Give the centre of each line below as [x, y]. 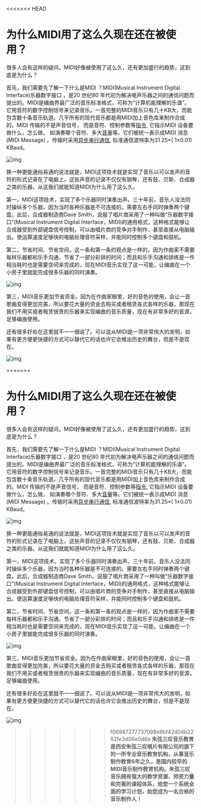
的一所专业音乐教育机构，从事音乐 [152, 753]
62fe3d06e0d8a [130, 739]
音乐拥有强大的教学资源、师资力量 [152, 776]
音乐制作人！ [126, 798]
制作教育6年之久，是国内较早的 [149, 761]
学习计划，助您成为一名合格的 [157, 791]
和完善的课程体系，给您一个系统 [150, 783]
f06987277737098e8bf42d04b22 [152, 732]
